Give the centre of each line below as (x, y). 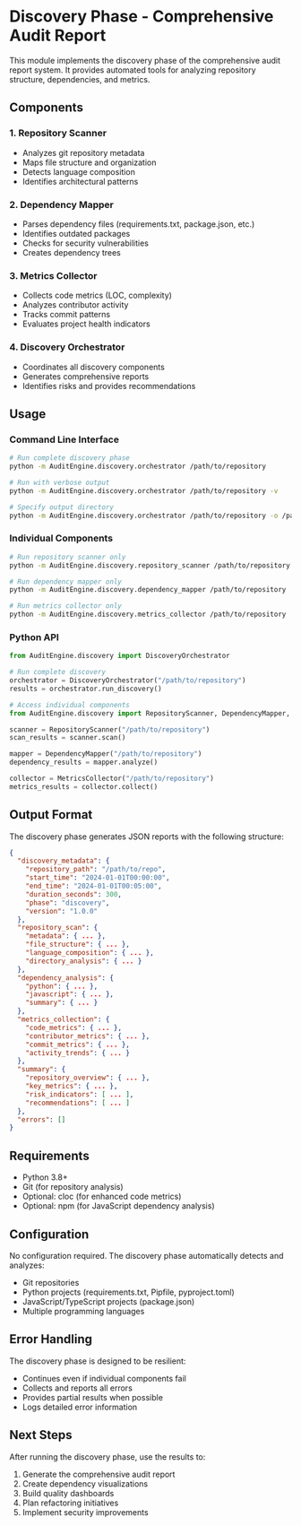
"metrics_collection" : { (64, 1019)
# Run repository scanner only (68, 557)
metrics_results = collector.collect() (84, 786)
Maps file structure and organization (89, 162)
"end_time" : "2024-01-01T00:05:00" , (94, 886)
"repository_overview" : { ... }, (88, 1078)
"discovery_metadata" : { (64, 861)
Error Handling (51, 1339)
